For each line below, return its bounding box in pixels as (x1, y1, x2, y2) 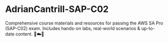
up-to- (141, 25, 155, 31)
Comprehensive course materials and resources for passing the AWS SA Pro (5, 20, 163, 26)
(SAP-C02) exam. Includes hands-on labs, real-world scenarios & (5, 25, 140, 31)
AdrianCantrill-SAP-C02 (5, 3, 109, 15)
